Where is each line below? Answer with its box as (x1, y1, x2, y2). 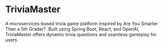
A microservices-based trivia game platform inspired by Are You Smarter (5, 20, 158, 27)
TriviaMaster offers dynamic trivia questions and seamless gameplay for (5, 31, 157, 37)
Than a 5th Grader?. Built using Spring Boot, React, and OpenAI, (5, 26, 140, 32)
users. (5, 37, 19, 43)
